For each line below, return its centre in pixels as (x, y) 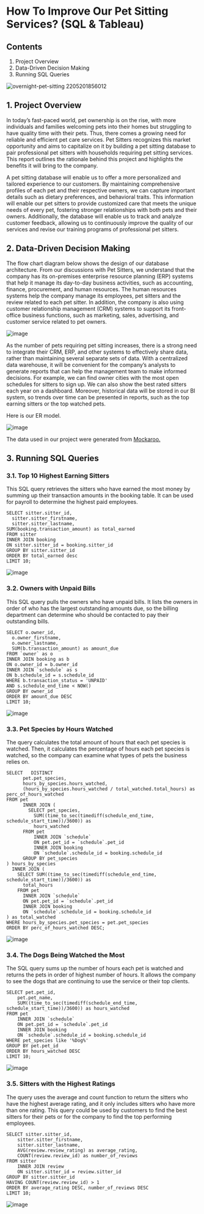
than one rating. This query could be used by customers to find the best (97, 1110)
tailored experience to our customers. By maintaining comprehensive (93, 184)
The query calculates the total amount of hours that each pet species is (96, 742)
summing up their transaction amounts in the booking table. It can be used (100, 495)
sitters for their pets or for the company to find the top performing (89, 1116)
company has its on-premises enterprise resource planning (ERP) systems (100, 276)
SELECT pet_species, (54, 810)
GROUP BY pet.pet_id (33, 1046)
